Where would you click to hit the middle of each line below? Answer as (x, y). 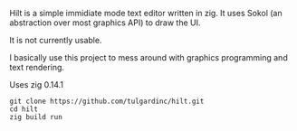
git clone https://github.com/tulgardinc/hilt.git (107, 101)
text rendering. (37, 67)
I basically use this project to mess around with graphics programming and (148, 57)
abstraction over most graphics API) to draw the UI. (105, 23)
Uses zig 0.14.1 (37, 84)
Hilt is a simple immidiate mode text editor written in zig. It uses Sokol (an (146, 13)
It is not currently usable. (56, 40)
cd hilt (24, 109)
